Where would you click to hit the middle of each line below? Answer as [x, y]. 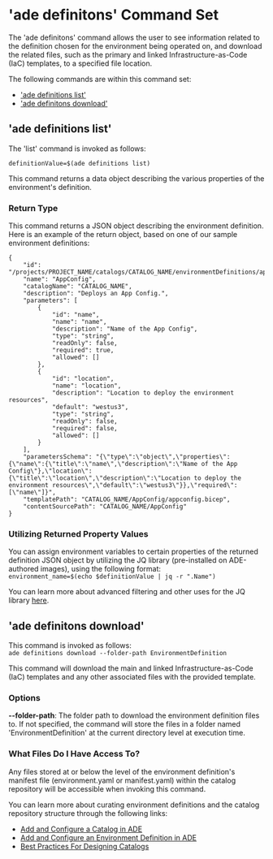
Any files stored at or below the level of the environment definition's [122, 771]
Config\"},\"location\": [50, 471]
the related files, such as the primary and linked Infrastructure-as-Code [128, 54]
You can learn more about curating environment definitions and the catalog [134, 805]
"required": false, [84, 429]
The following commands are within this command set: [100, 79]
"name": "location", [87, 386]
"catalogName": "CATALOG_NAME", [78, 287]
